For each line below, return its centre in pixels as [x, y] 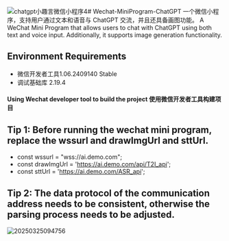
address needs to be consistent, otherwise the [109, 204]
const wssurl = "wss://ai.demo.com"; [69, 157]
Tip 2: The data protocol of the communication [109, 193]
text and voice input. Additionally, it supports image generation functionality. [115, 35]
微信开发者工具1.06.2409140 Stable [67, 74]
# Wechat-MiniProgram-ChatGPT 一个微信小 [150, 11]
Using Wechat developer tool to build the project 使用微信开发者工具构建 [111, 99]
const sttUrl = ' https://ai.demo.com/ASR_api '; [81, 172]
